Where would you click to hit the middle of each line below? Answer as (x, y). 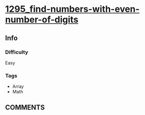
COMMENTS (25, 107)
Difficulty (17, 52)
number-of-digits (42, 20)
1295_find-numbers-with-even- (72, 9)
